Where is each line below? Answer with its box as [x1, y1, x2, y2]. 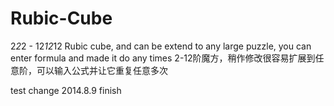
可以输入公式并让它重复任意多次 [36, 64, 168, 76]
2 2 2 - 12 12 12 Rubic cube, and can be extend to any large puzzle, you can [10, 40, 312, 52]
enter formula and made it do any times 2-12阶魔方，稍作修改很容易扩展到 [10, 52, 316, 64]
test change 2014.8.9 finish [10, 84, 122, 96]
